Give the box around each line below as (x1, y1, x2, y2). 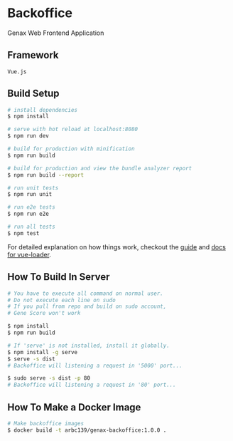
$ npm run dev (7, 133, 50, 140)
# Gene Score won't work (7, 310, 81, 317)
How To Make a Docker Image (7, 401, 141, 413)
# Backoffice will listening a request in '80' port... (7, 381, 176, 389)
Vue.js (7, 68, 27, 76)
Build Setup (7, 88, 60, 100)
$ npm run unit (7, 191, 53, 198)
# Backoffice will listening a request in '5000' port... (7, 362, 183, 369)
